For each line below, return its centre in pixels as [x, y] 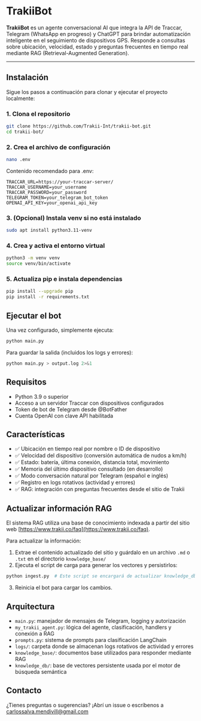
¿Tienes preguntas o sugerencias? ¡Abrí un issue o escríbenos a [85, 705]
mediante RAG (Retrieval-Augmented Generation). [68, 53]
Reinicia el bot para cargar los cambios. [63, 587]
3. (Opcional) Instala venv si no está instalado [74, 218]
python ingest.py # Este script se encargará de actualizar [84, 576]
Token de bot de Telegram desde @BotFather [71, 409]
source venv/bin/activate [38, 264]
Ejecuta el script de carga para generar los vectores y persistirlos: [96, 565]
